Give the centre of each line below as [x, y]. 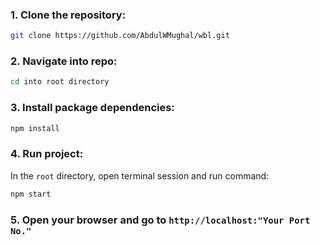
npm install [35, 128]
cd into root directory [60, 82]
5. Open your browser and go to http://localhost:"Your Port [160, 220]
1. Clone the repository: [68, 15]
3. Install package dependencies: [92, 108]
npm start [31, 194]
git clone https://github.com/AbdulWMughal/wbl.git [120, 36]
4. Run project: [47, 154]
